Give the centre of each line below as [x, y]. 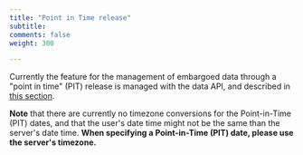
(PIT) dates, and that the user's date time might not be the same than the [145, 123]
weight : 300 [32, 43]
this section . [32, 96]
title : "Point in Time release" [70, 18]
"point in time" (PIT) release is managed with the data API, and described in [150, 86]
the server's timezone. [53, 142]
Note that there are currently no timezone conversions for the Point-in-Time [151, 113]
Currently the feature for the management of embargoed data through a [143, 77]
